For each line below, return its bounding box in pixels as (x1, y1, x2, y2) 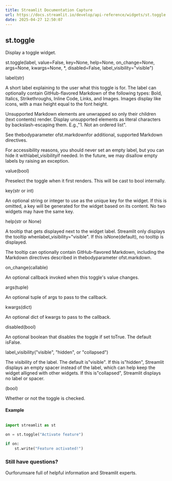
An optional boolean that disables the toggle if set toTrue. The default (5, 334, 152, 340)
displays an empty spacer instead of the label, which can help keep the (5, 364, 156, 371)
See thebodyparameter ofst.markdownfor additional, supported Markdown (5, 132, 163, 138)
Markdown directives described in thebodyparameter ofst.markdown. (5, 254, 152, 261)
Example (5, 407, 25, 413)
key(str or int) (5, 188, 34, 194)
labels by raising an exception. (5, 158, 70, 164)
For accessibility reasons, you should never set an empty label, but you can (5, 147, 165, 154)
